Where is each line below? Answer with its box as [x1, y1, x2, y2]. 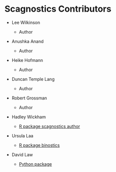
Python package [19, 161, 52, 167]
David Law [11, 152, 33, 157]
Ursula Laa [11, 133, 34, 138]
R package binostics [19, 142, 60, 148]
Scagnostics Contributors [4, 3, 112, 15]
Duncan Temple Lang [11, 76, 55, 82]
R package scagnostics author [19, 123, 80, 129]
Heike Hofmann [11, 57, 43, 63]
